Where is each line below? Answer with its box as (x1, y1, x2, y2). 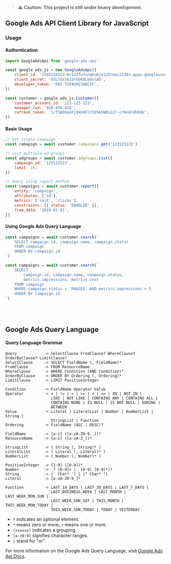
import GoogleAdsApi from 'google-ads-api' (5, 58, 99, 63)
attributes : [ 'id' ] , (14, 193, 58, 198)
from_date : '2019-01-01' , (14, 208, 70, 213)
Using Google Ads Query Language (5, 223, 81, 229)
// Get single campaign (5, 137, 56, 142)
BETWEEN (50, 404, 67, 409)
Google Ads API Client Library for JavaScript (5, 19, 149, 28)
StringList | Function (50, 418, 99, 423)
